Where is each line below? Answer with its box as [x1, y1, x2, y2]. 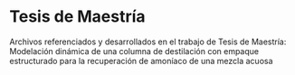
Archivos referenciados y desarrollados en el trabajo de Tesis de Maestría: [9, 36, 287, 47]
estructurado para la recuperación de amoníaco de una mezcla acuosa [9, 55, 273, 66]
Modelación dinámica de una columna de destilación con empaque [9, 45, 260, 56]
